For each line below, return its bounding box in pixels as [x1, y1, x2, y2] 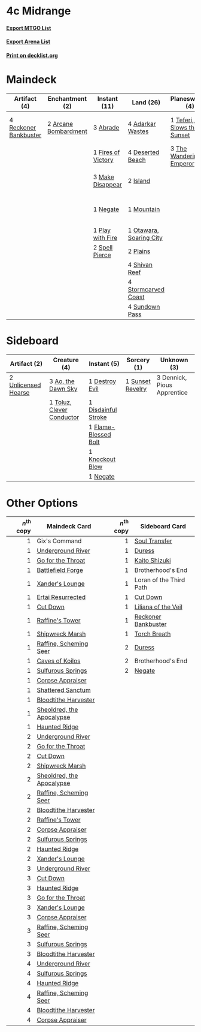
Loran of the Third [134, 576, 185, 584]
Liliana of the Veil [134, 603, 182, 611]
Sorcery [126, 356, 150, 364]
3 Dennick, [156, 373, 187, 381]
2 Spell [93, 243, 113, 251]
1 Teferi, [170, 116, 194, 124]
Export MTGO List [6, 24, 51, 31]
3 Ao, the [48, 377, 75, 385]
